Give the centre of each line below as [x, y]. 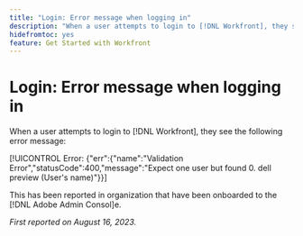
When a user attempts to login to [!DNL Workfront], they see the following [146, 132]
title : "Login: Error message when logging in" [101, 18]
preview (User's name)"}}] [59, 177]
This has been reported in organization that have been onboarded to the [143, 195]
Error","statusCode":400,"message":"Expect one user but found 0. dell [141, 168]
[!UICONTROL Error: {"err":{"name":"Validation [96, 159]
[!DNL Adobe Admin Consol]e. [65, 204]
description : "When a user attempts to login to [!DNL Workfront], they [149, 26]
